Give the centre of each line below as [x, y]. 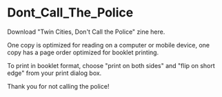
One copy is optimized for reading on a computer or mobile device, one [109, 45]
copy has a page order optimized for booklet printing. [83, 52]
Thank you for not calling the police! [58, 86]
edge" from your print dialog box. [54, 73]
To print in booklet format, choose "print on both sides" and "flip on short [111, 65]
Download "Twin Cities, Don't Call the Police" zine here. [86, 32]
